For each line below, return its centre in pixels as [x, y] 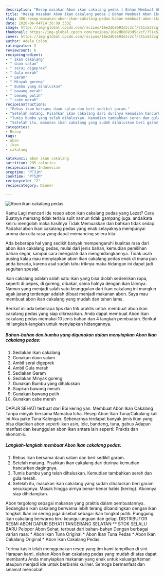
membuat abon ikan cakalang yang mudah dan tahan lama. [65, 299]
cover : [12, 37]
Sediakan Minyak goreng [37, 378]
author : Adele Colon [27, 41]
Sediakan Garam [29, 373]
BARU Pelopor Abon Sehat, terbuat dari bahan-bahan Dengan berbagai [77, 529]
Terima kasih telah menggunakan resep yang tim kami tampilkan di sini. [77, 549]
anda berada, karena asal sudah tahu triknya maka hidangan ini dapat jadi [79, 263]
